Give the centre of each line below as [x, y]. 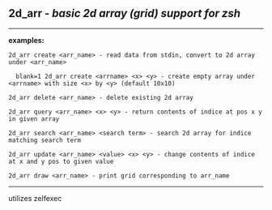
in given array [34, 119]
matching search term [45, 140]
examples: [26, 40]
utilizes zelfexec [35, 198]
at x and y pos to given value [61, 161]
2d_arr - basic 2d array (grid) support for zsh [125, 13]
